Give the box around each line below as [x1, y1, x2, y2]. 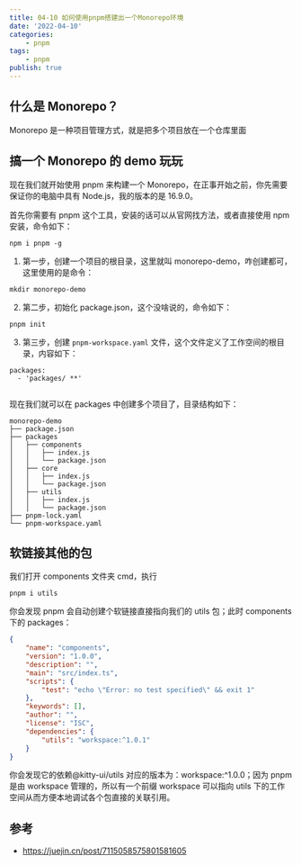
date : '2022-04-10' [9, 22, 83, 31]
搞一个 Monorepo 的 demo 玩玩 [9, 154, 183, 169]
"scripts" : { [25, 677, 75, 686]
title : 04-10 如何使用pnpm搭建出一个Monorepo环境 [9, 13, 184, 23]
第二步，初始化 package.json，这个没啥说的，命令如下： [22, 302, 233, 312]
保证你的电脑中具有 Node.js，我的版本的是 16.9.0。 [9, 190, 199, 201]
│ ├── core [9, 464, 58, 473]
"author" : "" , [25, 710, 78, 720]
